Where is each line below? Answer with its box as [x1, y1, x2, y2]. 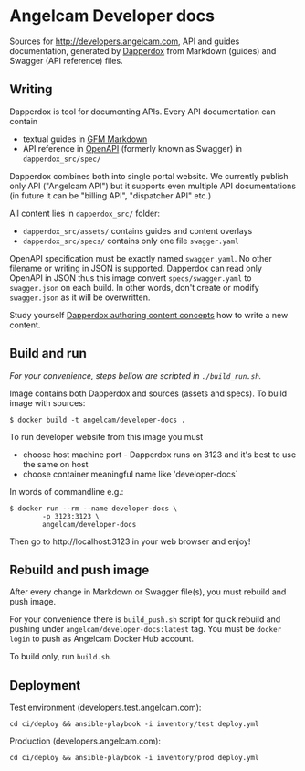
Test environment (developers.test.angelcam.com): [9, 701, 202, 713]
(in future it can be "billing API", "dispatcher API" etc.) [9, 189, 212, 201]
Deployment [9, 678, 81, 693]
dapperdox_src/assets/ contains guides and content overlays [22, 225, 253, 236]
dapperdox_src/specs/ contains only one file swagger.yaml [22, 235, 239, 246]
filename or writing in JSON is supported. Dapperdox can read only [9, 262, 263, 273]
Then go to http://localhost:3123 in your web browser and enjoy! [9, 536, 251, 547]
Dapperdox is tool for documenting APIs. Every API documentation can [9, 106, 276, 117]
